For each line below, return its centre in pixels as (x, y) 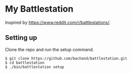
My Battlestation (39, 9)
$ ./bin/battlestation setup (35, 67)
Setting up (21, 38)
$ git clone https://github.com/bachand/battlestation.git (66, 58)
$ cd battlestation (25, 63)
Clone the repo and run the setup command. (49, 49)
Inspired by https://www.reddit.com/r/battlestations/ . (58, 22)
